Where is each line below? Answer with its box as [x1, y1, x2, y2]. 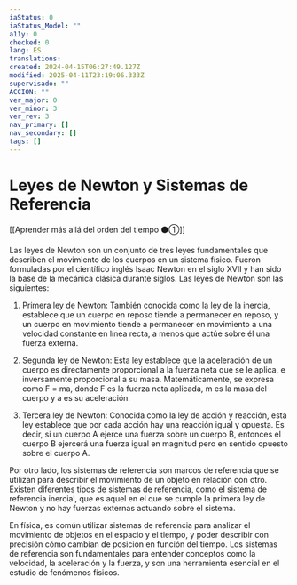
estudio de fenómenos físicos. [9, 566, 120, 578]
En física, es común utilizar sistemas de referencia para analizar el [9, 519, 251, 530]
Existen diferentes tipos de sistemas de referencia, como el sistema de [9, 484, 268, 494]
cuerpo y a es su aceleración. [21, 392, 131, 403]
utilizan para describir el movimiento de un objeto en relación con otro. [9, 474, 268, 485]
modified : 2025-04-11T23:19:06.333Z [9, 71, 145, 80]
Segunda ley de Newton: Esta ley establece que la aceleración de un [21, 355, 273, 365]
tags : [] [9, 137, 42, 146]
